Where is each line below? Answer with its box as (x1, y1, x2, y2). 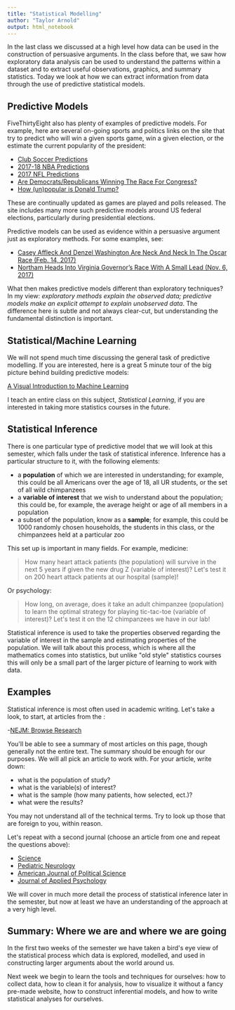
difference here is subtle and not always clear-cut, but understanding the (7, 307, 219, 315)
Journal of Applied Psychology (17, 876, 107, 885)
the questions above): (7, 840, 70, 848)
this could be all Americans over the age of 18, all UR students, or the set (17, 478, 228, 486)
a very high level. (7, 904, 57, 913)
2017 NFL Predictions (17, 170, 79, 179)
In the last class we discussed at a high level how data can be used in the (7, 43, 219, 51)
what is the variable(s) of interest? (17, 783, 116, 791)
